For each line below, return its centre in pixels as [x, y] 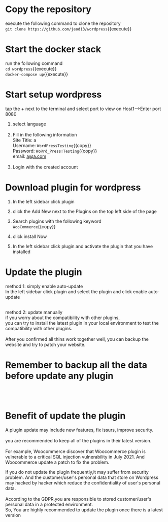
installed [21, 252]
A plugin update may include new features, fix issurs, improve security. [79, 430]
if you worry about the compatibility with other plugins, [63, 318]
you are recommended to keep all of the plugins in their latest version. [78, 440]
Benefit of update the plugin [65, 416]
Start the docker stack [53, 49]
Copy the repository [48, 9]
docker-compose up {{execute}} [37, 74]
